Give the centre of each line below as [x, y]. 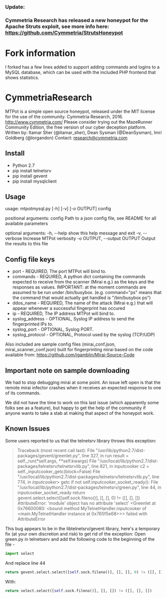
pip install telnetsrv [32, 170]
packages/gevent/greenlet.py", [49, 455]
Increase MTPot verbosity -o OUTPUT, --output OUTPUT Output [89, 238]
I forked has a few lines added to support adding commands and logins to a [83, 67]
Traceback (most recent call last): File [56, 450]
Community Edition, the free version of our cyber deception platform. [76, 127]
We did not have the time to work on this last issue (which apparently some [82, 402]
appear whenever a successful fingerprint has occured [69, 308]
